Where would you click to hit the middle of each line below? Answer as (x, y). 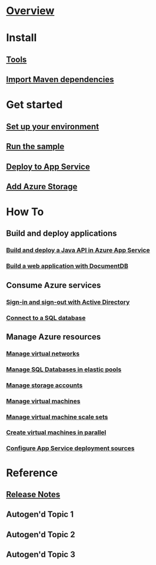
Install (21, 38)
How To (25, 212)
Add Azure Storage (42, 186)
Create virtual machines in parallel (56, 432)
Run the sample (35, 146)
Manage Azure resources (54, 337)
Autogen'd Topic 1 (40, 515)
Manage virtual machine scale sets (57, 417)
